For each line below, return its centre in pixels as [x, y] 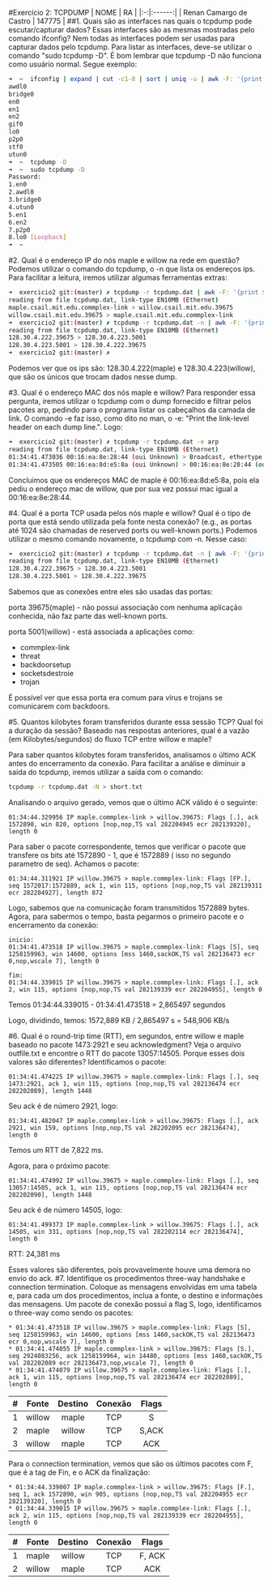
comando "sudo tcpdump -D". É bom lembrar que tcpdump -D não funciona [135, 56]
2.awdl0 [21, 192]
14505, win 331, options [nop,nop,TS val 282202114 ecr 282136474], [126, 1232]
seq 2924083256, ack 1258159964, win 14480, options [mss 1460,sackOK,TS [136, 1356]
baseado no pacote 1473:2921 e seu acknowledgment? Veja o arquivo [125, 1044]
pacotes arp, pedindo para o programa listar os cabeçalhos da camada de [132, 410]
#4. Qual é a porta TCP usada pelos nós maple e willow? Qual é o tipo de [130, 513]
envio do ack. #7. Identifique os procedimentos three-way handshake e [127, 1278]
